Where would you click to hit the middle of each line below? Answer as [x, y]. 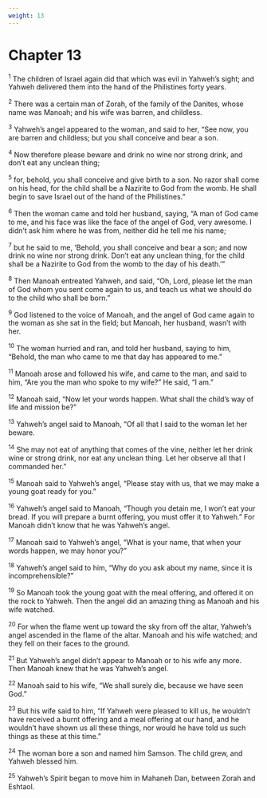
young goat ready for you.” [53, 492]
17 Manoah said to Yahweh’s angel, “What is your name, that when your [125, 541]
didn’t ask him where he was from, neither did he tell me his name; [117, 230]
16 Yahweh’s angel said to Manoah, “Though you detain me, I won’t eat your [132, 508]
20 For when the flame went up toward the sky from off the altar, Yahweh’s [130, 626]
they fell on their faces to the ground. [69, 643]
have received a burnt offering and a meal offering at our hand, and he [124, 719]
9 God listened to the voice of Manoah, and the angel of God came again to [132, 314]
